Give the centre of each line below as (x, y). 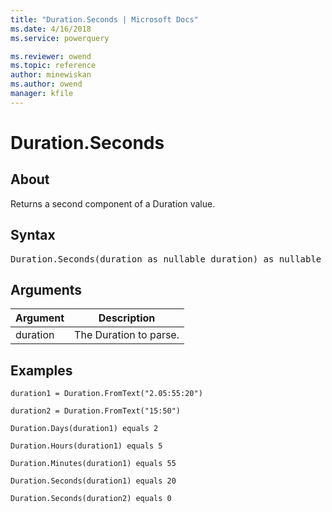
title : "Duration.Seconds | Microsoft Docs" (104, 19)
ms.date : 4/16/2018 (51, 29)
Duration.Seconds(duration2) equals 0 (91, 499)
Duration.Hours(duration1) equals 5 (86, 446)
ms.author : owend (46, 84)
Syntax (33, 235)
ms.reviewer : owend (51, 56)
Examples (41, 370)
